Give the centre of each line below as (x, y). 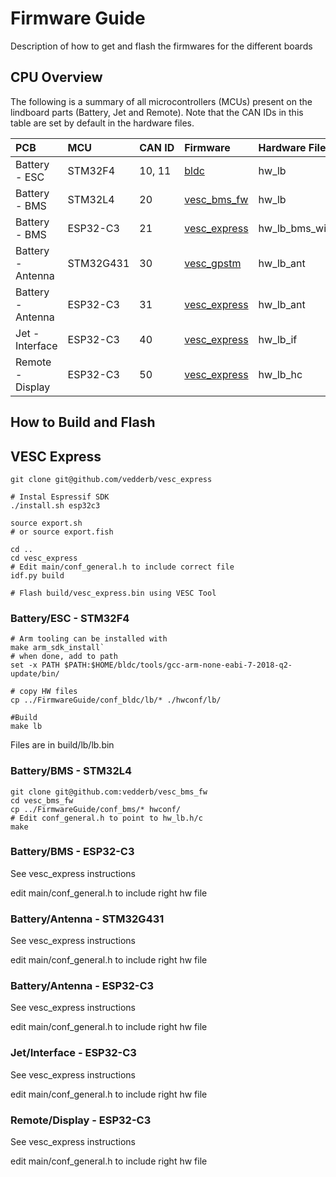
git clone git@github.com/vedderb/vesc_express (111, 479)
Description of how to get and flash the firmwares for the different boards (161, 46)
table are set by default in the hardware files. (102, 123)
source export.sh (46, 523)
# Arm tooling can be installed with (89, 639)
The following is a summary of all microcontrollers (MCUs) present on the (161, 101)
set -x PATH (35, 665)
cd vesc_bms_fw (42, 800)
